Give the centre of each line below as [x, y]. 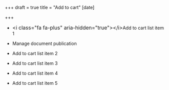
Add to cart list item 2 [35, 53]
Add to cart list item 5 [35, 83]
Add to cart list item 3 [35, 63]
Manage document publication [45, 43]
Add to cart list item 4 [35, 73]
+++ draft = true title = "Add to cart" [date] [50, 7]
